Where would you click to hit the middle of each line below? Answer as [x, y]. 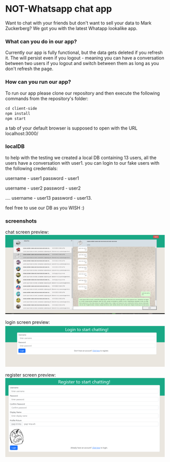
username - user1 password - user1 [42, 178]
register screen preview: [31, 375]
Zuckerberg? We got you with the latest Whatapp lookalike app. [71, 28]
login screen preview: [28, 322]
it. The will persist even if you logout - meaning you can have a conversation [85, 58]
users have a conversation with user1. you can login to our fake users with [82, 163]
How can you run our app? [38, 82]
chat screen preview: [27, 232]
